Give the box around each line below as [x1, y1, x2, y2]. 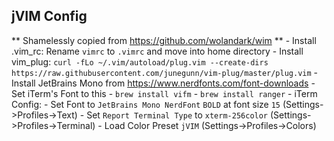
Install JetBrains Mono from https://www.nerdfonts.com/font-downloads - [11, 77, 316, 89]
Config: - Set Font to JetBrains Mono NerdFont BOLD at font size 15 [11, 98, 281, 110]
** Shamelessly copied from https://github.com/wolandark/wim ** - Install [11, 34, 317, 46]
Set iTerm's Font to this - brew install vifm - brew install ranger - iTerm [11, 87, 318, 99]
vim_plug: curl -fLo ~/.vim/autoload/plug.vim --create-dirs [11, 55, 269, 68]
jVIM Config [11, 8, 88, 25]
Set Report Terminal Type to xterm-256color [86, 109, 269, 121]
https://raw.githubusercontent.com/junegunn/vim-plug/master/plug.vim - [11, 66, 319, 78]
